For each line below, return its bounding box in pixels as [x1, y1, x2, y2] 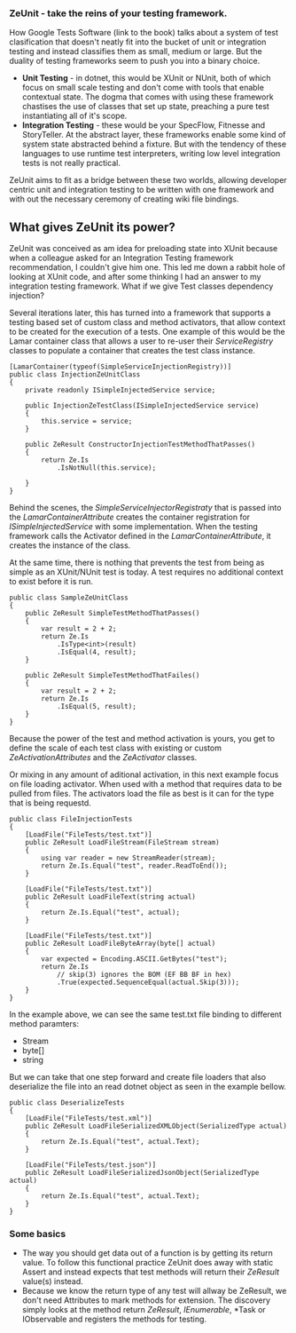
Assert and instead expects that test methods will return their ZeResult [21, 1266, 280, 1277]
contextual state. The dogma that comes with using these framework [21, 91, 274, 102]
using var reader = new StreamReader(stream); [41, 853, 216, 863]
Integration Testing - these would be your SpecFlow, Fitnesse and [21, 120, 266, 131]
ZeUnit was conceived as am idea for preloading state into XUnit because [9, 243, 278, 254]
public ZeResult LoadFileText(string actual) [25, 893, 197, 901]
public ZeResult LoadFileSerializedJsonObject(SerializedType [25, 1169, 260, 1178]
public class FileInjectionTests [9, 815, 133, 824]
